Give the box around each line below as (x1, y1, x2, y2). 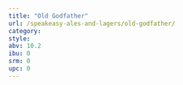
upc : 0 (8, 65, 31, 73)
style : (8, 34, 31, 43)
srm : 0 (8, 57, 31, 66)
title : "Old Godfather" (8, 11, 89, 20)
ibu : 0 (8, 49, 31, 57)
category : (8, 27, 42, 35)
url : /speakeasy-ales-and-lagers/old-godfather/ (8, 19, 176, 28)
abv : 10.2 (8, 42, 42, 50)
